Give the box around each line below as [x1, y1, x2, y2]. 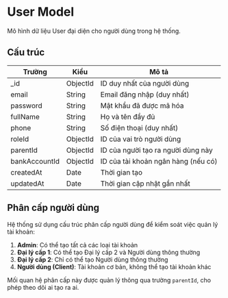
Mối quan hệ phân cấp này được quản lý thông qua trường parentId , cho [7, 275, 211, 284]
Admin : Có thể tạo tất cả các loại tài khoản [16, 240, 138, 249]
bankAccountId [10, 156, 60, 166]
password [10, 101, 42, 110]
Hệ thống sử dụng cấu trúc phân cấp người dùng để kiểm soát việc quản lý [7, 220, 218, 228]
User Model [7, 4, 75, 20]
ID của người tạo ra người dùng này [100, 145, 214, 155]
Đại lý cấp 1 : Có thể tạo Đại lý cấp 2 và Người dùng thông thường [16, 248, 201, 256]
